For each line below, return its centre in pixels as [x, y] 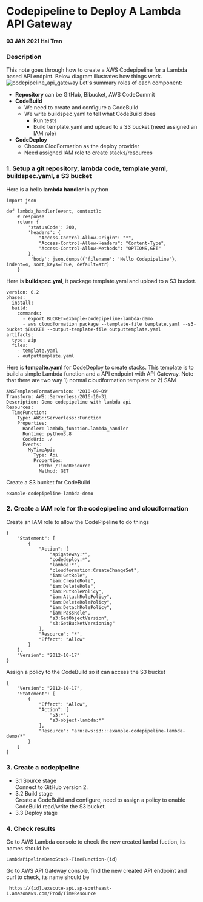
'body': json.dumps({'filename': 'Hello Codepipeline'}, [104, 259]
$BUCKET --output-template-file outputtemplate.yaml [93, 329]
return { [28, 222]
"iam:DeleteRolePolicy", [81, 602]
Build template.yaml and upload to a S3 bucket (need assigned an [115, 127]
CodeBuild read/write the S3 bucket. [61, 807]
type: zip [24, 340]
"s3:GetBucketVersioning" [82, 623]
